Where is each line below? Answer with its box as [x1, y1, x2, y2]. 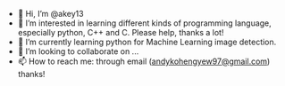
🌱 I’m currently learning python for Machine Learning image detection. [17, 36, 277, 47]
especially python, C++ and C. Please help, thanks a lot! [17, 27, 224, 37]
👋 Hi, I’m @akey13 [17, 9, 84, 19]
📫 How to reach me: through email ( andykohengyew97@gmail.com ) [17, 56, 271, 66]
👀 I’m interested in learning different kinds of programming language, [17, 18, 272, 28]
